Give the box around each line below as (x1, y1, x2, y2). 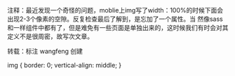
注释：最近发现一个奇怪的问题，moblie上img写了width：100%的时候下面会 (7, 6, 224, 14)
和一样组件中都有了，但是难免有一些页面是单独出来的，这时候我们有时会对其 (7, 24, 229, 31)
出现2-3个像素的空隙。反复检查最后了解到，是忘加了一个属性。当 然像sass (7, 15, 223, 23)
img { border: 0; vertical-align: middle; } (7, 61, 122, 69)
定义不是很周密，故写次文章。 (7, 32, 93, 40)
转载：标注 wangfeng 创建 (7, 47, 83, 55)
